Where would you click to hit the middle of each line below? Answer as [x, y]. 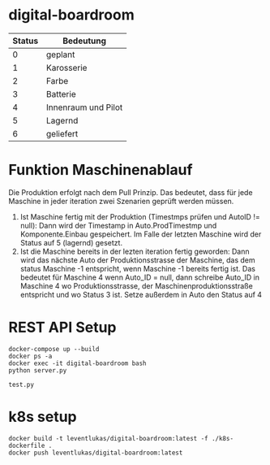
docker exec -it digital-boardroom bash [78, 363]
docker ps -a [30, 356]
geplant [60, 54]
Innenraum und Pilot [84, 107]
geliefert [62, 133]
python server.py [38, 370]
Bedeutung [84, 41]
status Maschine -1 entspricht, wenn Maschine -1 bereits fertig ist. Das [137, 268]
